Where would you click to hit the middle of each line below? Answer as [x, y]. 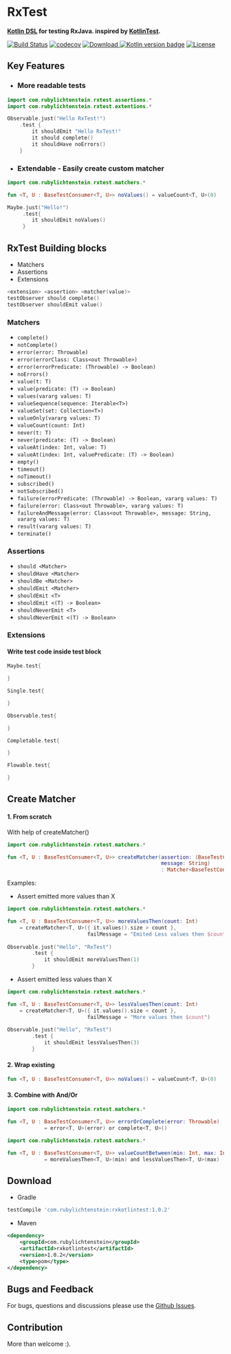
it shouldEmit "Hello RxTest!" [77, 131]
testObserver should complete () [53, 298]
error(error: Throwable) [53, 352]
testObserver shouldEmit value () [55, 304]
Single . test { [26, 691]
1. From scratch [30, 817]
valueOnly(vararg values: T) [59, 418]
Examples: [22, 883]
